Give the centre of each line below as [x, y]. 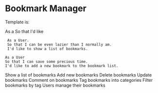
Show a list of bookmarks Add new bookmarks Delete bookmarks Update [79, 75]
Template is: [17, 22]
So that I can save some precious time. [47, 61]
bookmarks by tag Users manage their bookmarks [55, 85]
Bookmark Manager [46, 9]
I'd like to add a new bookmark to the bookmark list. [62, 66]
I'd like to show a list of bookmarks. [48, 49]
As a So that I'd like [24, 31]
